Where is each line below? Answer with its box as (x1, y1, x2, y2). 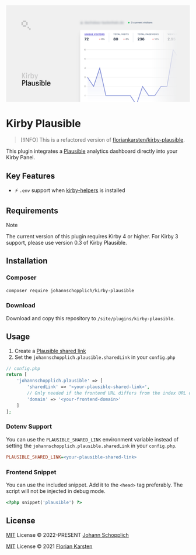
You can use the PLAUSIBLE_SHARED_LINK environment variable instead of (6, 436, 179, 443)
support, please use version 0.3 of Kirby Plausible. (6, 239, 127, 246)
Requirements (6, 206, 58, 216)
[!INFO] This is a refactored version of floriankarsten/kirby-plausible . (20, 136, 185, 143)
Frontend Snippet (6, 468, 57, 476)
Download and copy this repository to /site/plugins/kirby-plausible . (6, 314, 175, 321)
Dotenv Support (6, 423, 52, 431)
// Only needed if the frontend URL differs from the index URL (27, 390, 187, 396)
